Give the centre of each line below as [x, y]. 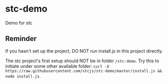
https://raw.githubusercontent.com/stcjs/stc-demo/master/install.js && [84, 71]
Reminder [21, 39]
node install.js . [23, 76]
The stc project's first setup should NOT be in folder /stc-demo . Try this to [82, 61]
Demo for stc [19, 23]
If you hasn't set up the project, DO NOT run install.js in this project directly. [84, 51]
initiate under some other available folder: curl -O [57, 66]
